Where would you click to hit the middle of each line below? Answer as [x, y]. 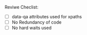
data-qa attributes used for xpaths [47, 17]
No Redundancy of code [37, 22]
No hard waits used [32, 28]
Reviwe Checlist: [22, 7]
